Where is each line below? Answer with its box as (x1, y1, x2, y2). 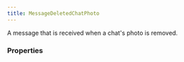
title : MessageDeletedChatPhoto (7, 10, 100, 17)
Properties (7, 46, 43, 55)
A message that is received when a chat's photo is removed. (7, 29, 179, 37)
